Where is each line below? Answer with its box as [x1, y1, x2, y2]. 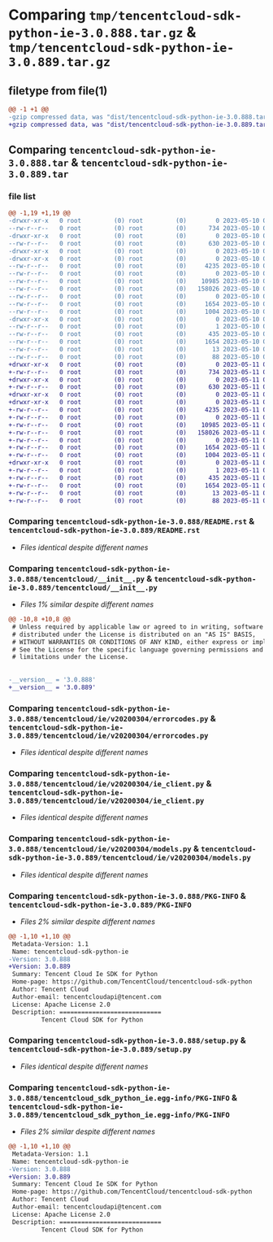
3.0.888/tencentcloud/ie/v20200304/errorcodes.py [8, 714, 209, 723]
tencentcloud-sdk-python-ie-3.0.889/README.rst [8, 526, 201, 535]
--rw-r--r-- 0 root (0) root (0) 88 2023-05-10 [8, 352, 260, 361]
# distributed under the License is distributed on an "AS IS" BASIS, [11, 630, 256, 638]
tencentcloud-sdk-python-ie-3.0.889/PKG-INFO [8, 900, 193, 909]
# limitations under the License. [11, 653, 129, 661]
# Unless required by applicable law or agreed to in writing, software [11, 622, 264, 631]
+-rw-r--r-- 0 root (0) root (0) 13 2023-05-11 [8, 489, 260, 497]
